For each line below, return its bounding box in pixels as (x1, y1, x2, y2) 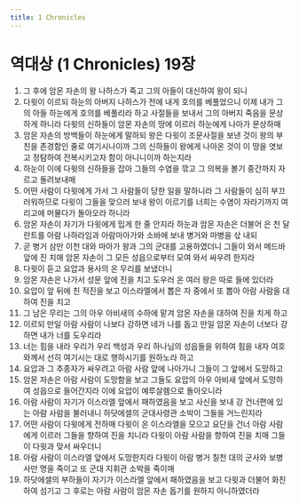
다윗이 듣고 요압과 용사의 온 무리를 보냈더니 (22, 263, 173, 274)
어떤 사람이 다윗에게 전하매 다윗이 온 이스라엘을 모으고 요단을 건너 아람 (22, 419, 267, 429)
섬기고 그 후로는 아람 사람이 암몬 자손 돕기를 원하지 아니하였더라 (39, 485, 260, 496)
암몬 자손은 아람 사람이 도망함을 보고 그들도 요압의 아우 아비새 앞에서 (22, 374, 260, 385)
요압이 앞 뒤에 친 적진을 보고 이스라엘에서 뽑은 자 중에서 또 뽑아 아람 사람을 (22, 285, 281, 296)
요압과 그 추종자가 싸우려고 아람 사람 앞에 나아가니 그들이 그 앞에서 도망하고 (22, 363, 284, 373)
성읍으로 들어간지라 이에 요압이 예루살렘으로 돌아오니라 (32, 385, 223, 396)
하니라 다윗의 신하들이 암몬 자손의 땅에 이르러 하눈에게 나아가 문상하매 (39, 118, 282, 129)
